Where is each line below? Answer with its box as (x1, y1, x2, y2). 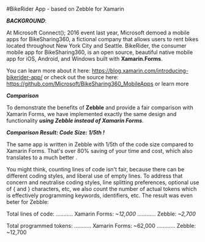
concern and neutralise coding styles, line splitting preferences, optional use (6, 179, 199, 186)
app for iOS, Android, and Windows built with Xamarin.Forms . (6, 55, 163, 62)
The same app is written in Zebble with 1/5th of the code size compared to (6, 141, 194, 148)
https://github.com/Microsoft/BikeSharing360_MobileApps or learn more (6, 80, 189, 87)
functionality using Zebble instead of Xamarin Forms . (6, 117, 144, 124)
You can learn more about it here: (6, 67, 91, 74)
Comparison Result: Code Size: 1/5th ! (6, 129, 105, 136)
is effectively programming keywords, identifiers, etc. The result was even (6, 192, 193, 199)
